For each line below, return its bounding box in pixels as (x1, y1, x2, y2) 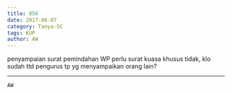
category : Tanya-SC (7, 23, 64, 30)
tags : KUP (7, 29, 36, 37)
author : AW (7, 36, 39, 43)
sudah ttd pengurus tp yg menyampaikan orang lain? (7, 62, 157, 70)
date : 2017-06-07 (7, 17, 57, 23)
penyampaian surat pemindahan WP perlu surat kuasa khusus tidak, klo (7, 55, 211, 63)
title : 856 (7, 10, 39, 17)
